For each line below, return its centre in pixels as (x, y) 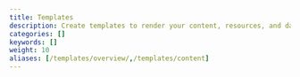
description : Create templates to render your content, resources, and (145, 26)
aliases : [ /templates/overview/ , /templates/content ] (109, 58)
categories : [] (37, 34)
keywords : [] (33, 42)
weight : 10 (29, 50)
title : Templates (42, 17)
